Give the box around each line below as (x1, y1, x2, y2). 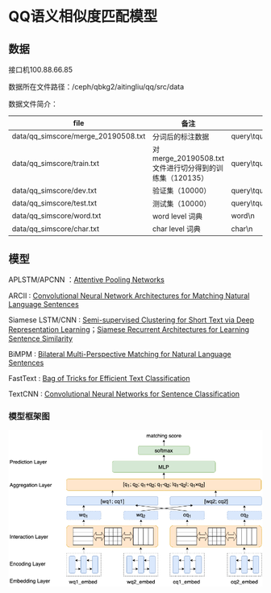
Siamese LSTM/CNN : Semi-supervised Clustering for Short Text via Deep (8, 315, 255, 325)
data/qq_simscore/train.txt (11, 159, 99, 168)
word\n (231, 211, 256, 221)
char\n (231, 223, 253, 234)
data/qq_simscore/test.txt (11, 198, 97, 208)
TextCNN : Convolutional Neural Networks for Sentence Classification (8, 389, 240, 399)
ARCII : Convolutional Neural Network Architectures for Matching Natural (8, 291, 250, 301)
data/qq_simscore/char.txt (11, 223, 99, 234)
